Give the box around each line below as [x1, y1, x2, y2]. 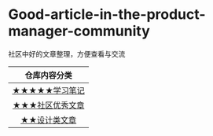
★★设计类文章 [20, 114, 77, 125]
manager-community [8, 22, 151, 40]
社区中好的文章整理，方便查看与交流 [8, 49, 126, 58]
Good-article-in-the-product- [8, 6, 206, 24]
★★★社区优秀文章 [12, 100, 85, 111]
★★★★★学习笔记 [12, 85, 85, 96]
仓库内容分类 [24, 69, 72, 80]
